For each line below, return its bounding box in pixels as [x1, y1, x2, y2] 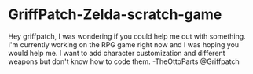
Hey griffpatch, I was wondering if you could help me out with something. [8, 31, 246, 41]
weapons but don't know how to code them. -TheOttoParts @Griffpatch [8, 57, 240, 66]
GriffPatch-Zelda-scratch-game [8, 6, 222, 24]
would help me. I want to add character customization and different [8, 48, 225, 57]
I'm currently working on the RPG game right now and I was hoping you [8, 39, 240, 49]
